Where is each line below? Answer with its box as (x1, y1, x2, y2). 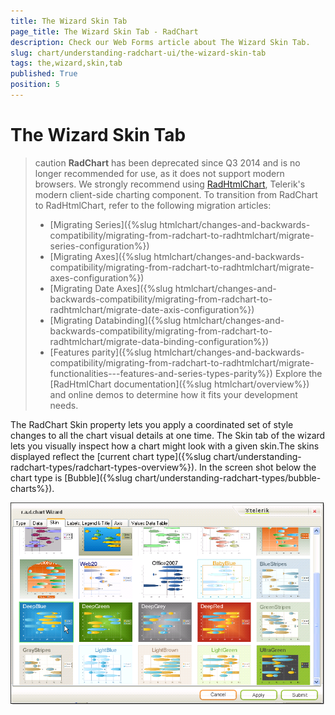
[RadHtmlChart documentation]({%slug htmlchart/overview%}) (49, 378, 310, 390)
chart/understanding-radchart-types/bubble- (134, 471, 322, 484)
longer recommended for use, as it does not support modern (34, 167, 285, 179)
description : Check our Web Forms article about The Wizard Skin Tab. (10, 37, 311, 47)
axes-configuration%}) (49, 271, 145, 284)
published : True (10, 69, 78, 79)
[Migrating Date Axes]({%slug (49, 282, 173, 294)
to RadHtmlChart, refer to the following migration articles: (34, 199, 272, 211)
